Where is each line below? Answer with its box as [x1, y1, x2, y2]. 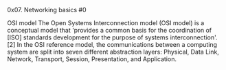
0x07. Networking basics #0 [7, 6, 87, 14]
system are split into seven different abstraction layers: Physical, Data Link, [7, 48, 220, 56]
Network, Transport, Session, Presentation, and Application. [7, 55, 177, 63]
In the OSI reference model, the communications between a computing [16, 41, 218, 48]
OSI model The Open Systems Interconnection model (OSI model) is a [7, 19, 205, 27]
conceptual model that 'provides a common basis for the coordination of [7, 27, 212, 34]
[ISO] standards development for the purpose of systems [7, 33, 169, 41]
